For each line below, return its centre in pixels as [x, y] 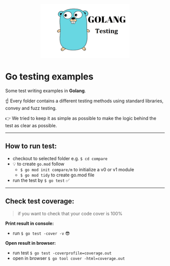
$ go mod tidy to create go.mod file [57, 175]
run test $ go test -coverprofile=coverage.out [62, 253]
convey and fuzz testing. [31, 108]
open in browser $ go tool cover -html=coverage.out [69, 258]
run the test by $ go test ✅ [41, 180]
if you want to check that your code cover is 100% [70, 213]
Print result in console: [30, 223]
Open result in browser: [31, 243]
